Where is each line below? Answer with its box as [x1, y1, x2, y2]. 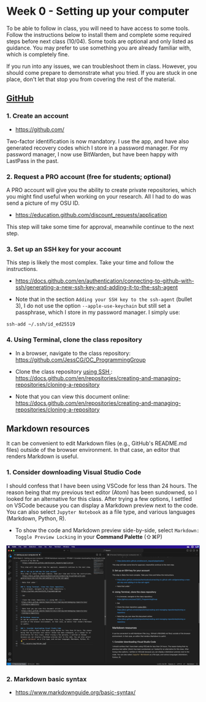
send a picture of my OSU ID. [6, 199, 80, 207]
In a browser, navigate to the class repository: [15, 349, 131, 357]
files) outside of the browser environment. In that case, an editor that [6, 446, 180, 454]
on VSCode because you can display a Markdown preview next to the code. [6, 502, 198, 509]
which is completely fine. [6, 50, 69, 58]
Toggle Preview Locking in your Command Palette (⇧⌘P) [15, 533, 162, 540]
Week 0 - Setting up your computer [6, 4, 189, 18]
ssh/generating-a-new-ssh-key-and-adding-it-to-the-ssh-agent [15, 284, 178, 291]
